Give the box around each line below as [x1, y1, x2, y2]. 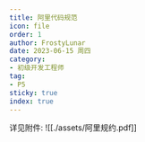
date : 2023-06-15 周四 [9, 47, 91, 56]
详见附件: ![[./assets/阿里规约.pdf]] [9, 122, 137, 133]
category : [9, 55, 47, 64]
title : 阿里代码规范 [9, 13, 78, 22]
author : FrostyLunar [9, 38, 87, 48]
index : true [9, 96, 54, 106]
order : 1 [9, 30, 42, 39]
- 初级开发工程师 [9, 64, 64, 73]
